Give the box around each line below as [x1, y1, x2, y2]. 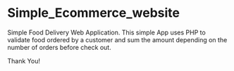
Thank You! [7, 56, 41, 65]
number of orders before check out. [7, 43, 111, 51]
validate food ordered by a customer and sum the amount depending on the [7, 35, 228, 44]
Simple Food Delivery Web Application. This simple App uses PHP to [7, 28, 206, 37]
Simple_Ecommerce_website [7, 5, 180, 21]
